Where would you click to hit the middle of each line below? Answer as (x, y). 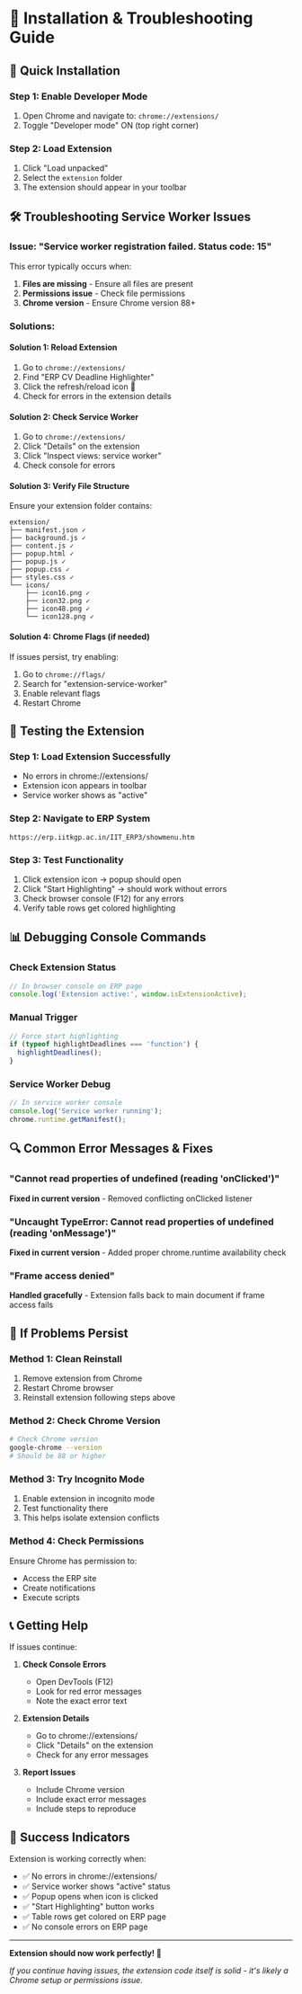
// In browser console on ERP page (76, 986)
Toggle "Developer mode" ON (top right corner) (111, 125)
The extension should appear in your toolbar (104, 187)
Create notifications (59, 1588)
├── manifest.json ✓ (48, 530)
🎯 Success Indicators (70, 1837)
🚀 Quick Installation (65, 71)
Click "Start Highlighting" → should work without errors (124, 888)
